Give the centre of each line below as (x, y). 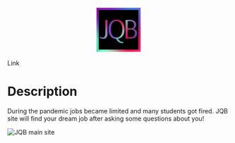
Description (42, 92)
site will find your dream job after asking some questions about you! (106, 118)
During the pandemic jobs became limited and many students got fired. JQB (117, 111)
